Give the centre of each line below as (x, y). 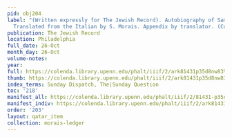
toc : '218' (23, 91)
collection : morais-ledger (46, 123)
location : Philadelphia (41, 39)
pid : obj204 (24, 13)
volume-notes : (28, 59)
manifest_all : (28, 98)
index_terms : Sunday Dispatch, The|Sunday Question (83, 84)
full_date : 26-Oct (33, 46)
